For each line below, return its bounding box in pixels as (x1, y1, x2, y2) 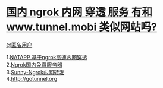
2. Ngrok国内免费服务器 (6, 61, 62, 68)
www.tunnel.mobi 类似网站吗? (6, 20, 158, 34)
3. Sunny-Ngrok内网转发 (6, 68, 64, 76)
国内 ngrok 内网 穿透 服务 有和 (6, 5, 153, 19)
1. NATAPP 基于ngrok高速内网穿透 (6, 54, 88, 61)
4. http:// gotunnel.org (6, 75, 58, 82)
